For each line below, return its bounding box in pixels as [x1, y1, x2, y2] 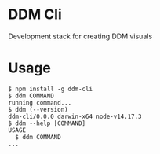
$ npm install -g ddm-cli [8, 85, 93, 93]
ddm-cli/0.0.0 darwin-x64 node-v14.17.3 [8, 112, 143, 120]
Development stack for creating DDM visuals [8, 31, 153, 41]
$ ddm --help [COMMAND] [8, 119, 86, 127]
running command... [8, 98, 72, 107]
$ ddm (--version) [8, 105, 68, 113]
